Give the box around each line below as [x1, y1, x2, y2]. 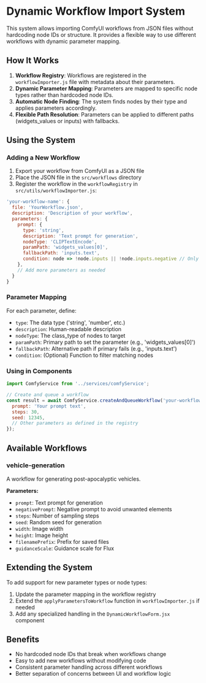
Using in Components [6, 367, 72, 375]
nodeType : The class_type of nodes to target [15, 332, 126, 339]
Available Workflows [6, 443, 87, 453]
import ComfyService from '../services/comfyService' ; [6, 381, 150, 387]
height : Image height [15, 532, 69, 539]
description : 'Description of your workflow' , [12, 210, 133, 216]
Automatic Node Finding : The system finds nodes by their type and [15, 97, 187, 105]
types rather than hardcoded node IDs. [15, 91, 113, 99]
